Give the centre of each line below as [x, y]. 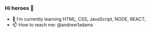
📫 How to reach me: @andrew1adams [52, 25]
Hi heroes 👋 [19, 8]
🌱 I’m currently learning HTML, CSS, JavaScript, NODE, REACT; [79, 19]
